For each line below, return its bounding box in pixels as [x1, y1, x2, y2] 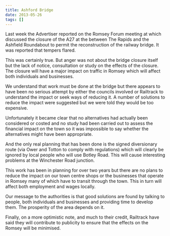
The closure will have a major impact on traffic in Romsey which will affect [5, 68, 161, 74]
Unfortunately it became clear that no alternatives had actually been [5, 115, 148, 121]
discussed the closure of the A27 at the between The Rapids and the [5, 36, 149, 42]
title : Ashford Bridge [5, 7, 53, 13]
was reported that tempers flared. [5, 47, 76, 54]
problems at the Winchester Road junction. [5, 157, 95, 163]
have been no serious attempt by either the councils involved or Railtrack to [5, 89, 164, 95]
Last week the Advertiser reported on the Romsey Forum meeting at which [5, 31, 161, 37]
